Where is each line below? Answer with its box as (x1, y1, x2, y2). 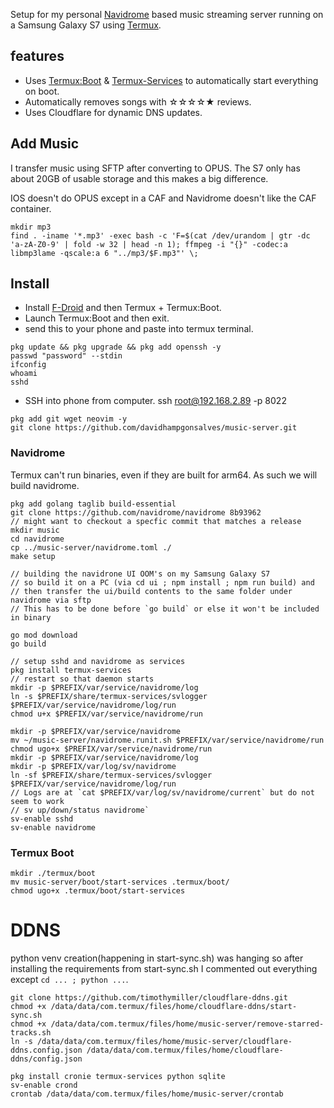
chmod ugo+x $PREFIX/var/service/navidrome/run (10, 744, 213, 754)
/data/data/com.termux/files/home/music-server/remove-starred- (50, 1019, 325, 1029)
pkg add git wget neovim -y (10, 414, 128, 424)
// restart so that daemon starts (10, 674, 155, 684)
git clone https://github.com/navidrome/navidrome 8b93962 (10, 507, 262, 518)
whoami (10, 369, 38, 379)
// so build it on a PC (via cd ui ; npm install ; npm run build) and (10, 577, 315, 588)
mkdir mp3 (10, 222, 52, 232)
